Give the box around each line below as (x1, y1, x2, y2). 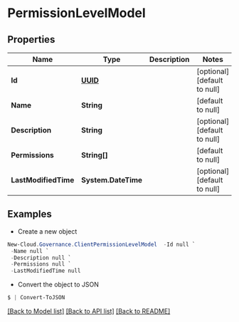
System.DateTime (80, 175, 143, 185)
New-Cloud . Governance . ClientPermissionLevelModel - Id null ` (7, 241, 196, 248)
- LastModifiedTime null (10, 267, 81, 275)
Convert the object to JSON (17, 280, 100, 289)
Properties (7, 33, 55, 46)
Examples (7, 208, 52, 220)
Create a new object (17, 227, 78, 236)
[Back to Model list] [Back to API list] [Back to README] (7, 307, 171, 316)
